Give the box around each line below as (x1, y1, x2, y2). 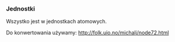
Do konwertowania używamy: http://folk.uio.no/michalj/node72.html (6, 29, 169, 36)
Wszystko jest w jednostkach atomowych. (6, 18, 107, 25)
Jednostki (6, 5, 35, 13)
